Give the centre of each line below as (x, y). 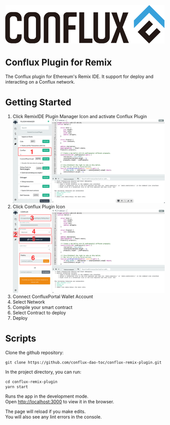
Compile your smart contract (42, 307)
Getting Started (38, 103)
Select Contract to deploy (39, 313)
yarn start (17, 387)
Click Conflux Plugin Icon (39, 206)
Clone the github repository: (35, 353)
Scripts (21, 339)
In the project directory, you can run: (43, 372)
